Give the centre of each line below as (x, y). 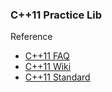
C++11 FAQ (47, 56)
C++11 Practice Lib (56, 15)
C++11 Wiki (48, 67)
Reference (31, 37)
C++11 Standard (57, 77)
